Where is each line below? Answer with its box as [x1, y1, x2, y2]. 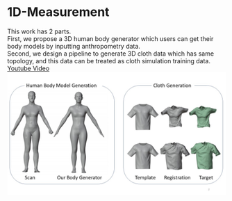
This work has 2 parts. [7, 27, 72, 35]
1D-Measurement [7, 4, 110, 20]
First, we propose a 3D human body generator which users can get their [7, 34, 214, 42]
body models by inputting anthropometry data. [7, 42, 141, 50]
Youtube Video [7, 64, 50, 72]
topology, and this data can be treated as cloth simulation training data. [7, 56, 210, 65]
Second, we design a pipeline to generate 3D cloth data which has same [7, 49, 214, 58]
